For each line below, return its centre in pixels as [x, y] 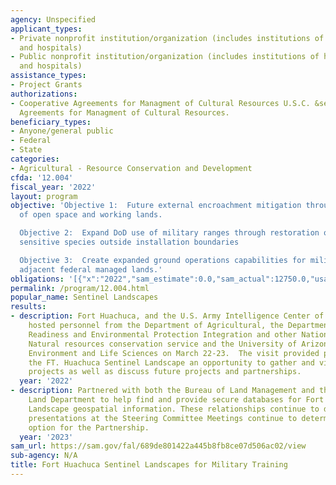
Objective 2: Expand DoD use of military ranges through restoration [169, 233]
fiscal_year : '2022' [53, 187]
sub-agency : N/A [44, 456]
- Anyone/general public [62, 131]
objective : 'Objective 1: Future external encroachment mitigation [156, 206]
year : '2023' [46, 437]
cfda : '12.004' [42, 177]
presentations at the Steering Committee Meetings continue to [163, 418]
